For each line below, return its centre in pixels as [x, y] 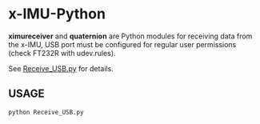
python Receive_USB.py [46, 112]
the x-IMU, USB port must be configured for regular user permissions [122, 44]
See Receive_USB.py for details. [61, 68]
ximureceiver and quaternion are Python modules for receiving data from [130, 36]
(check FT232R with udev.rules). [62, 53]
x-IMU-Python [57, 14]
